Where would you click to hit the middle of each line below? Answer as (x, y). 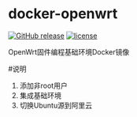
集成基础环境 (40, 95)
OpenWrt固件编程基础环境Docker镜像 (69, 51)
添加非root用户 (44, 85)
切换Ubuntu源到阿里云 (56, 105)
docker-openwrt (63, 14)
